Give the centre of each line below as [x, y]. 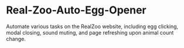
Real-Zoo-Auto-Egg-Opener [76, 10]
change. [16, 39]
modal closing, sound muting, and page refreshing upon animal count [90, 32]
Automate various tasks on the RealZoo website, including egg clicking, [92, 26]
